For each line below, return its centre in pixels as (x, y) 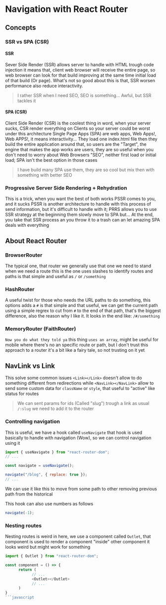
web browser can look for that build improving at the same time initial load (81, 75)
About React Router (36, 241)
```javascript (20, 598)
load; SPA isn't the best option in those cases (51, 160)
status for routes (22, 394)
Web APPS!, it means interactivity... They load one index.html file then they (81, 139)
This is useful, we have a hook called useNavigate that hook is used (74, 432)
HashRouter (20, 289)
